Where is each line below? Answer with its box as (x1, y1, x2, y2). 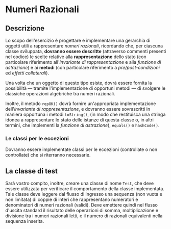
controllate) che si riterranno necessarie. (5, 152, 91, 158)
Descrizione (5, 24, 45, 33)
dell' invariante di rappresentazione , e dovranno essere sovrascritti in (5, 106, 151, 112)
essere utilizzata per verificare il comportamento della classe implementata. (5, 186, 165, 192)
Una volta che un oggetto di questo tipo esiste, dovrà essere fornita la (5, 80, 152, 86)
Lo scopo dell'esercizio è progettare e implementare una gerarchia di (5, 37, 151, 43)
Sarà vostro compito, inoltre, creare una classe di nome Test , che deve (5, 180, 154, 187)
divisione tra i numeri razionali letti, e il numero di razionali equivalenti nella (5, 213, 163, 219)
